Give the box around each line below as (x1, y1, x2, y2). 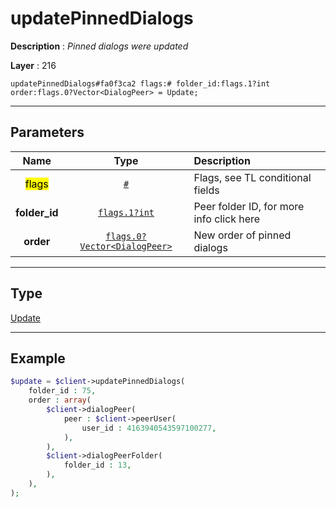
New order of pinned (193, 228, 292, 242)
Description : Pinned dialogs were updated (10, 40, 189, 52)
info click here (193, 212, 261, 226)
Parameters (10, 124, 85, 141)
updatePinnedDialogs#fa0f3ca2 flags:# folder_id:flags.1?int (10, 78, 271, 89)
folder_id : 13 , (63, 460, 132, 471)
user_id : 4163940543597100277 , (81, 423, 217, 433)
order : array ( (28, 395, 92, 406)
